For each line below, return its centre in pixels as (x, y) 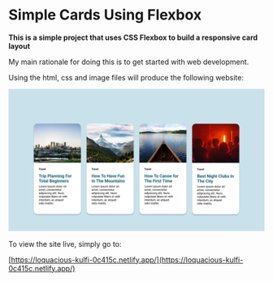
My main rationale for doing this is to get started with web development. (129, 62)
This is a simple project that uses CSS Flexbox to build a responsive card (133, 37)
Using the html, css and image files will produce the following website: (126, 77)
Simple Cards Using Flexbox (105, 15)
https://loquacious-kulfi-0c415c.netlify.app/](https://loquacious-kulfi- (127, 259)
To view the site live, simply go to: (65, 244)
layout (19, 45)
